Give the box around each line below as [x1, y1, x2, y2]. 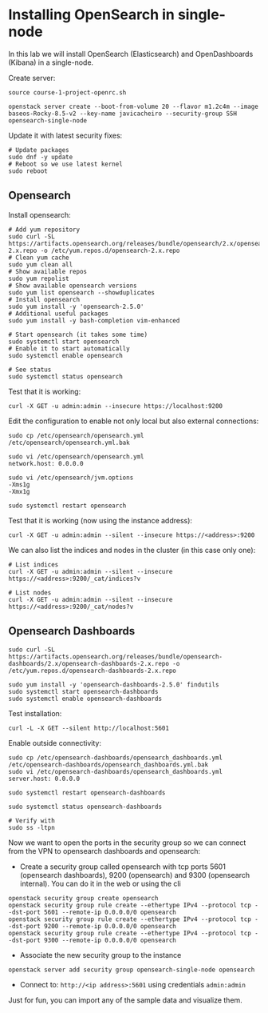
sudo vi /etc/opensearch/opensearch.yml [8, 452, 145, 461]
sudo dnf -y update [8, 153, 73, 161]
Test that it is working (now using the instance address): [8, 515, 193, 525]
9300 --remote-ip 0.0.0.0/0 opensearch [43, 936, 177, 944]
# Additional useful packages [8, 310, 109, 318]
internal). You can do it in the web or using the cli [19, 879, 181, 888]
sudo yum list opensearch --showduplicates [8, 288, 156, 297]
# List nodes [8, 588, 52, 597]
